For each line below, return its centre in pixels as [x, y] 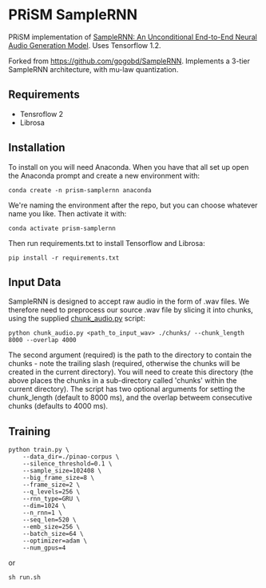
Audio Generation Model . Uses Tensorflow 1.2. [85, 45]
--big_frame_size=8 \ [58, 478]
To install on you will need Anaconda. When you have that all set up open [129, 167]
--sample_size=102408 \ [62, 471]
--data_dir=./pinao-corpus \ [71, 457]
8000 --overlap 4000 [43, 340]
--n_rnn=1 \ [42, 513]
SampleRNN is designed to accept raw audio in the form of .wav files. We [129, 301]
